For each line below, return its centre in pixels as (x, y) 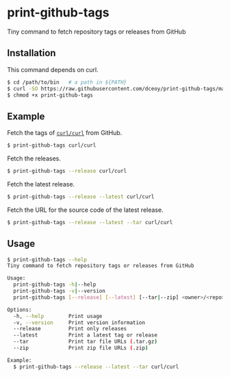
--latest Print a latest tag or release (85, 335)
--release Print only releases (70, 329)
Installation (31, 53)
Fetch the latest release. (41, 184)
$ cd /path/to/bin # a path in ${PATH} (67, 82)
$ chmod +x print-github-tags (50, 95)
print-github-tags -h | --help (55, 285)
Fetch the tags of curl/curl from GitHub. (65, 133)
